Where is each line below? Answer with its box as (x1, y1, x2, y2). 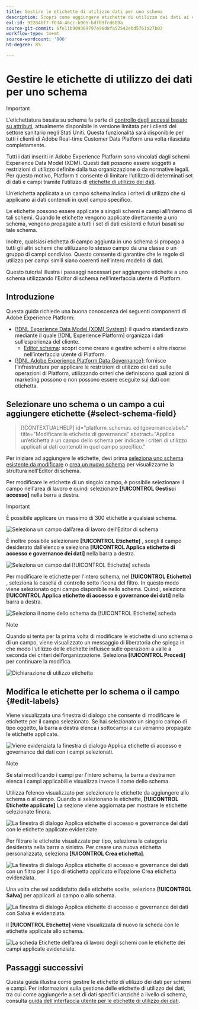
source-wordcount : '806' (6, 36, 68, 42)
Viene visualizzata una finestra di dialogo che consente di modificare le (6, 712, 180, 719)
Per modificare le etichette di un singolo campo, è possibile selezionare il (6, 479, 185, 486)
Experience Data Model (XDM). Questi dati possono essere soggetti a (6, 159, 176, 166)
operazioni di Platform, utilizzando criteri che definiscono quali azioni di (14, 369, 190, 377)
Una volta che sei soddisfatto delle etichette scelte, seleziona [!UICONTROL (6, 885, 192, 893)
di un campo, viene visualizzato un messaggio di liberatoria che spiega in (6, 639, 185, 646)
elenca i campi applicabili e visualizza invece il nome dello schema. (6, 778, 170, 785)
